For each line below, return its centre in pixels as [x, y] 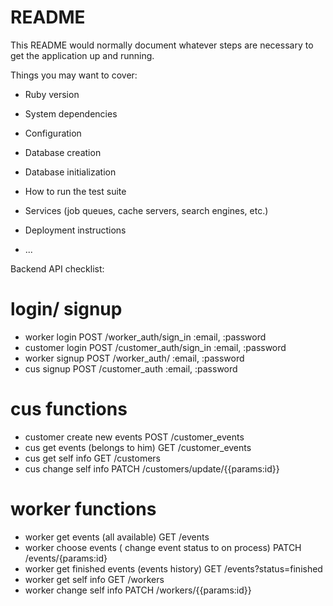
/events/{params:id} [66, 558]
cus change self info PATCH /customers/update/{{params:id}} [152, 468]
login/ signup [66, 309]
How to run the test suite [75, 191]
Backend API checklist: [57, 268]
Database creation [63, 152]
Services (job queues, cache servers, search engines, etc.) [146, 210]
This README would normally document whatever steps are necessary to [162, 45]
